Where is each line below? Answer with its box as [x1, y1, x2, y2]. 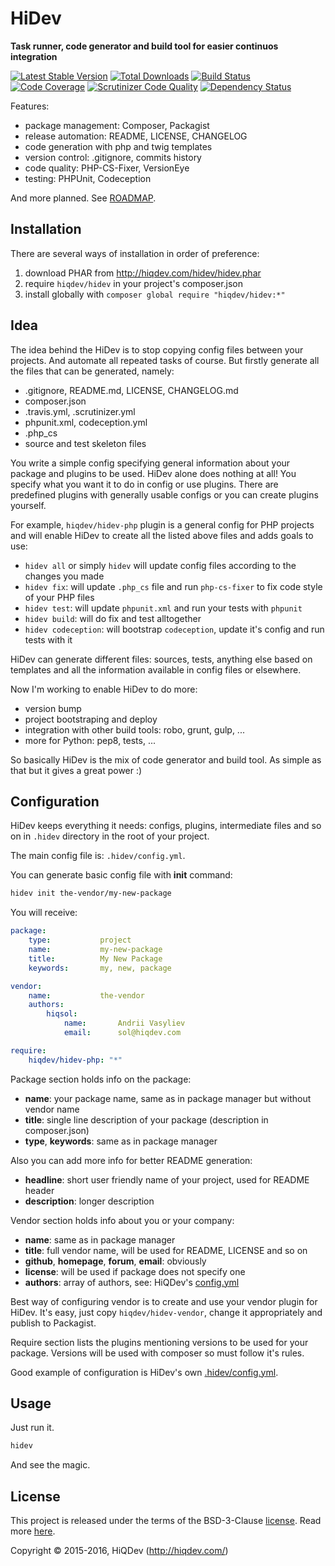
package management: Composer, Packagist [24, 119, 210, 131]
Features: [10, 100, 50, 112]
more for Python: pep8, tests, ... [24, 734, 156, 746]
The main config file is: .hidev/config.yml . [10, 850, 186, 862]
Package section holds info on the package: [10, 1073, 192, 1085]
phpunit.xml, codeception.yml [24, 416, 148, 428]
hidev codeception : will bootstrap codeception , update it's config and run [24, 623, 325, 635]
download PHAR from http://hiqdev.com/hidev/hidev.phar [24, 267, 262, 279]
